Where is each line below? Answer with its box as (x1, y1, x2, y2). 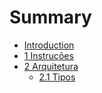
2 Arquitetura (23, 60, 79, 72)
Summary (9, 6, 92, 29)
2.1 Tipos (38, 71, 76, 83)
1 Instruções (23, 49, 74, 61)
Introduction (23, 39, 75, 51)
